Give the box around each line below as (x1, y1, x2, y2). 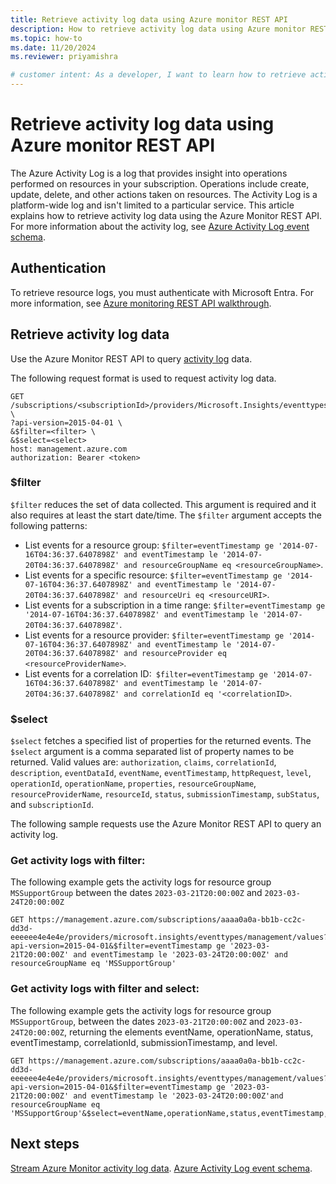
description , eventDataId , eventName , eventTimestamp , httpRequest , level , (10, 767, 312, 779)
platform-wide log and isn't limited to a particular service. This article (10, 199, 295, 211)
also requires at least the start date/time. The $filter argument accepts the (10, 509, 322, 521)
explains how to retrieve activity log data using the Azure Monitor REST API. (10, 209, 323, 221)
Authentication (10, 260, 107, 277)
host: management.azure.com (10, 444, 128, 454)
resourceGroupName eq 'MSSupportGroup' (10, 959, 177, 969)
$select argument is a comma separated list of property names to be (10, 746, 295, 758)
